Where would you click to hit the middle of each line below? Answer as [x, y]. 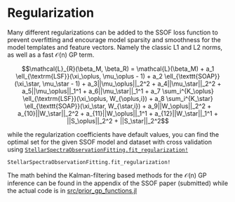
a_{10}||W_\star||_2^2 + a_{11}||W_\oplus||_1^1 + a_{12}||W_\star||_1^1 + [118, 113]
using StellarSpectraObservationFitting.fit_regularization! [98, 149]
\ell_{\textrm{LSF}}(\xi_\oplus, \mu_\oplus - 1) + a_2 [89, 76]
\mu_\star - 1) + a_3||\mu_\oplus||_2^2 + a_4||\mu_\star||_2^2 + [132, 83]
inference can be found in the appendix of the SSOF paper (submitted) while [118, 183]
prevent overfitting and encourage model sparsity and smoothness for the [114, 39]
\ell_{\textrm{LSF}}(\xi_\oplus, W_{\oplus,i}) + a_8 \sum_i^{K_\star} [118, 98]
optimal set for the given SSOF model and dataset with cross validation [110, 142]
